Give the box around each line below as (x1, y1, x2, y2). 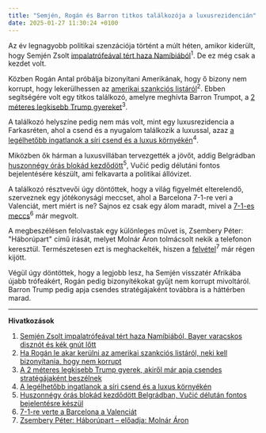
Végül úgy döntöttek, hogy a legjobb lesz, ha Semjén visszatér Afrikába (8, 268, 241, 278)
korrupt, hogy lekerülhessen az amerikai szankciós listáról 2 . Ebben (8, 82, 226, 93)
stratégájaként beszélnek (19, 374, 102, 383)
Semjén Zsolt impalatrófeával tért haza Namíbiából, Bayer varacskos (19, 332, 243, 341)
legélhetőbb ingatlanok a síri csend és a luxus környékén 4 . (8, 134, 199, 145)
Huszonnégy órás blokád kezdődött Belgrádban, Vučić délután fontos (19, 390, 247, 400)
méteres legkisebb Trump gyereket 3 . (8, 101, 128, 112)
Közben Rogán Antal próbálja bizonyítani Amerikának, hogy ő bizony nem (8, 74, 247, 84)
